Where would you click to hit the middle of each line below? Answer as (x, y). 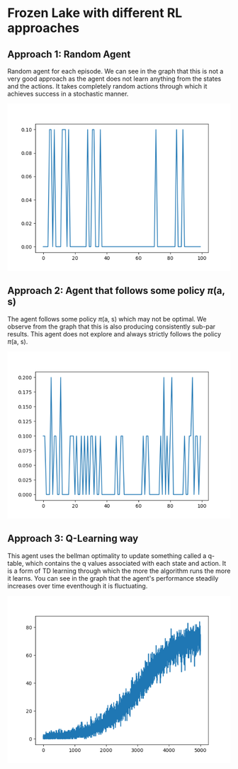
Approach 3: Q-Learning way (73, 539)
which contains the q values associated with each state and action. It (126, 563)
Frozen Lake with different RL (95, 13)
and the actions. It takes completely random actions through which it (107, 86)
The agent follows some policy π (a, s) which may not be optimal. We (107, 319)
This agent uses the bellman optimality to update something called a (107, 556)
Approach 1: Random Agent (69, 54)
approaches (44, 28)
